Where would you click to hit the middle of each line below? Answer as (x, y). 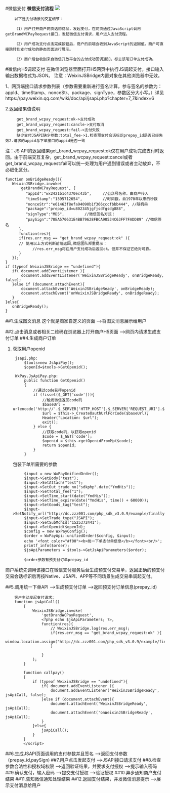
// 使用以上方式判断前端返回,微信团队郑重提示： (63, 243)
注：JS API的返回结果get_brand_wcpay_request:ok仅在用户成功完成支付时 (82, 151)
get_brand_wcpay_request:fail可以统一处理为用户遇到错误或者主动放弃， (81, 163)
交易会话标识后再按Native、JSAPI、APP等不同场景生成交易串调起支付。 (80, 576)
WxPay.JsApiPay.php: (36, 376)
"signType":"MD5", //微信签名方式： (71, 214)
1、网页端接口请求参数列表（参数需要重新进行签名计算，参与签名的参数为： (84, 86)
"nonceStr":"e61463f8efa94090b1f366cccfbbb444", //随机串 (87, 204)
